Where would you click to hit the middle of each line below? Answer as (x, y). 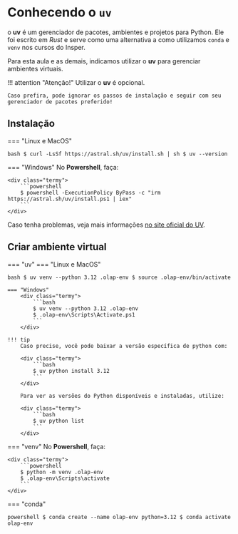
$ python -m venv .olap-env (62, 472)
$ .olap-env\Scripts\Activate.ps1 (84, 314)
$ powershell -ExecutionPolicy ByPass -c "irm (90, 192)
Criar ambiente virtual (57, 247)
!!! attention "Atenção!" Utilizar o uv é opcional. (76, 82)
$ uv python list (58, 421)
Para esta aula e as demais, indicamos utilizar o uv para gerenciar (104, 61)
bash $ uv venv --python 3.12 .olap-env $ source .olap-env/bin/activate (119, 277)
